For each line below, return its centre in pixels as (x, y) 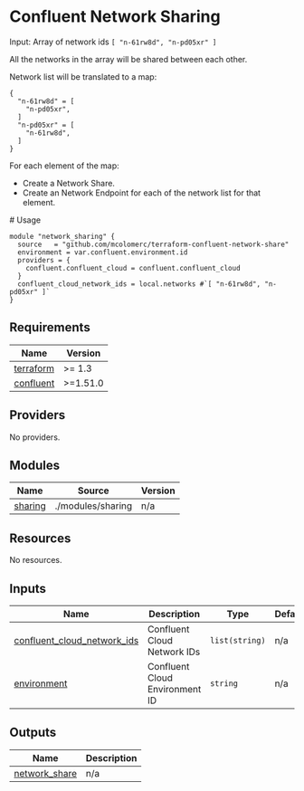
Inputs (28, 589)
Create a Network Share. (69, 183)
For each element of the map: (64, 166)
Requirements (50, 328)
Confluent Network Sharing (115, 17)
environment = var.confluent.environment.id (103, 252)
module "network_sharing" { (62, 236)
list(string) (237, 640)
